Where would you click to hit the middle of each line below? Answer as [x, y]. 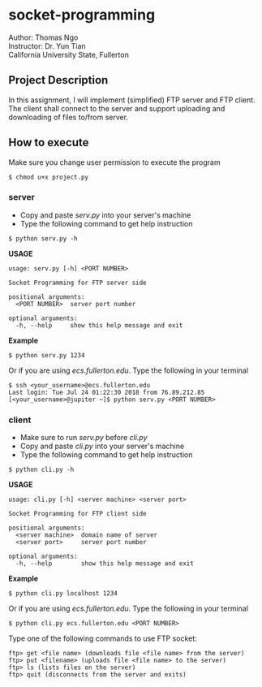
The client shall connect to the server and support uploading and [117, 108]
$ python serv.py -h [43, 238]
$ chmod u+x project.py [49, 177]
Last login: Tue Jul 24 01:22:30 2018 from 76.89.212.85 [107, 392]
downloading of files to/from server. [68, 117]
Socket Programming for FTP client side [78, 514]
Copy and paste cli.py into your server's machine [102, 446]
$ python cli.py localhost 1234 [63, 594]
